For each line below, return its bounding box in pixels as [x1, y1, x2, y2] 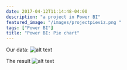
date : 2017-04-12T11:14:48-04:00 [6, 8, 88, 15]
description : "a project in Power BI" [6, 14, 101, 20]
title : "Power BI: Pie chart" [6, 30, 80, 36]
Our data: [6, 46, 29, 53]
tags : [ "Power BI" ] [6, 24, 54, 31]
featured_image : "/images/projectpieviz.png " [6, 19, 122, 25]
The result [6, 58, 31, 65]
